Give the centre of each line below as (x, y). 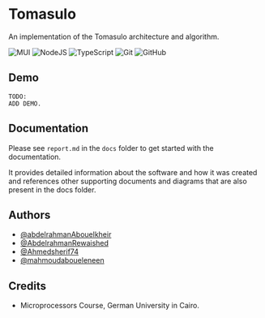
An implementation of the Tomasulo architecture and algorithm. (114, 37)
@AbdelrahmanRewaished (64, 243)
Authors (30, 215)
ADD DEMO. (25, 103)
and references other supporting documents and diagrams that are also (128, 181)
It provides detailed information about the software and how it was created (133, 172)
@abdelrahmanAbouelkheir (66, 234)
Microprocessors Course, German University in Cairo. (110, 306)
